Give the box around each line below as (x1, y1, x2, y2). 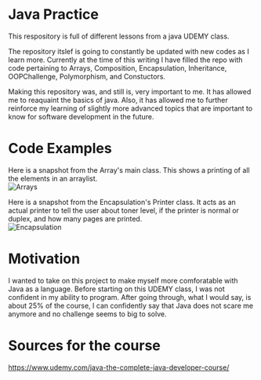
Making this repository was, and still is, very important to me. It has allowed (8, 86, 252, 96)
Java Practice (8, 5, 100, 24)
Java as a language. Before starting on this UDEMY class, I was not (8, 284, 225, 294)
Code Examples (8, 140, 112, 158)
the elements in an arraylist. (8, 174, 98, 183)
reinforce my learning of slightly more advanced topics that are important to (8, 104, 253, 113)
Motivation (8, 250, 81, 268)
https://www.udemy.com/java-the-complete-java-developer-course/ (8, 363, 230, 372)
